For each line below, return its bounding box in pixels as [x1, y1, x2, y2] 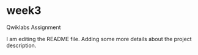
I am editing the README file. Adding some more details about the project [6, 35, 192, 42]
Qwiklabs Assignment [6, 24, 61, 31]
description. [6, 42, 37, 49]
